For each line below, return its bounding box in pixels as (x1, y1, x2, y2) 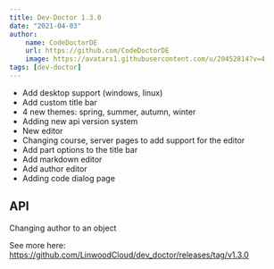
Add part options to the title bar (21, 144, 138, 155)
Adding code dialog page (21, 172, 116, 183)
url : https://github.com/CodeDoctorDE (25, 46, 170, 55)
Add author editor (21, 163, 87, 174)
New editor (21, 125, 63, 136)
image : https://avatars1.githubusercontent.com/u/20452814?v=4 (25, 55, 266, 63)
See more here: (9, 240, 66, 250)
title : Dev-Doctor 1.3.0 (9, 13, 102, 22)
